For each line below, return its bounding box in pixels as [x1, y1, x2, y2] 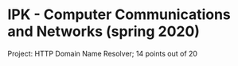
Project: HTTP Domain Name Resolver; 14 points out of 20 [7, 49, 198, 58]
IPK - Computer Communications [7, 6, 232, 24]
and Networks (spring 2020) [7, 22, 201, 41]
